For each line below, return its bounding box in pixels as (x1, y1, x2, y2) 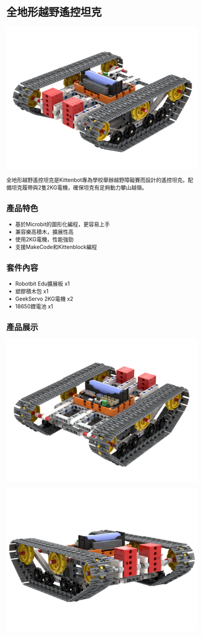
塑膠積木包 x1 (15, 287, 49, 294)
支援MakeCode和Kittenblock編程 (15, 243, 97, 250)
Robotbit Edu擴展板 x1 (15, 280, 70, 287)
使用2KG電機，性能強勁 (15, 236, 74, 243)
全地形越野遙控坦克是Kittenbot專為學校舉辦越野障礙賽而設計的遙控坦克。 (6, 176, 189, 184)
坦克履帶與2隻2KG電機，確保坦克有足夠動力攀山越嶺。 (11, 184, 148, 191)
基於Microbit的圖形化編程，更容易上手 (15, 220, 110, 228)
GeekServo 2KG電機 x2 (15, 295, 74, 302)
